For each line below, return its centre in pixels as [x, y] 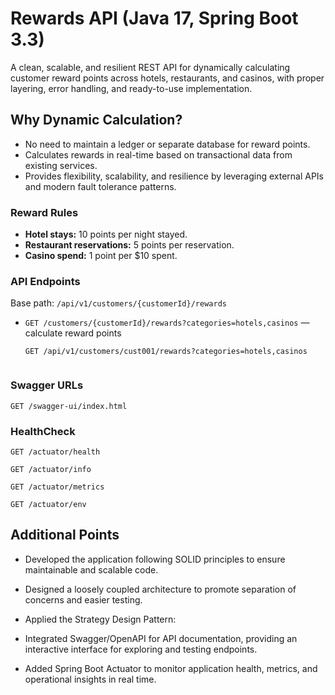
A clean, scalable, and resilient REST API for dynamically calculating [150, 67]
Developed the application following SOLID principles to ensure [155, 559]
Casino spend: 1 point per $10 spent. [101, 256]
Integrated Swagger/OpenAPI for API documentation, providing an [161, 638]
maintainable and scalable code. [91, 569]
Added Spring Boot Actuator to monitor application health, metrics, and [171, 668]
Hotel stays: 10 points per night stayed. [106, 234]
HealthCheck [43, 431]
